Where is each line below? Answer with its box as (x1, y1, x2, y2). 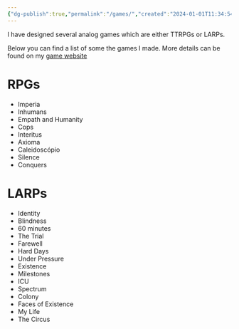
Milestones (17, 269, 51, 278)
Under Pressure (17, 254, 64, 263)
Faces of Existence (17, 300, 74, 308)
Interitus (17, 130, 43, 139)
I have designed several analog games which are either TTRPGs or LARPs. (7, 30, 225, 38)
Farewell (17, 239, 43, 248)
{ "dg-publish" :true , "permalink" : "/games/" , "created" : (7, 10, 171, 18)
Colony (17, 292, 39, 301)
